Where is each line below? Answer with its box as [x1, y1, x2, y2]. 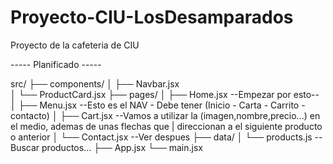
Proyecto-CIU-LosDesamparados [10, 6, 294, 29]
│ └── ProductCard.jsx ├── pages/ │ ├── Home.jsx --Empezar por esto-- [10, 88, 320, 100]
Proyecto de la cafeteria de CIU [10, 39, 140, 51]
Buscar [10, 141, 40, 153]
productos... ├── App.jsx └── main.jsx [41, 141, 203, 153]
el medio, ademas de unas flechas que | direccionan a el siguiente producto [10, 120, 323, 132]
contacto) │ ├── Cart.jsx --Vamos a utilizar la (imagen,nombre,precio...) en [10, 109, 321, 121]
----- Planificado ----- [10, 58, 102, 70]
